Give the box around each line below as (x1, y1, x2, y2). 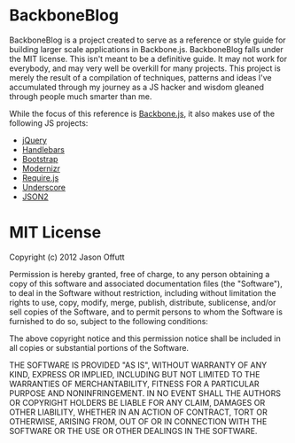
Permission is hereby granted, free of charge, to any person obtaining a (9, 268, 270, 279)
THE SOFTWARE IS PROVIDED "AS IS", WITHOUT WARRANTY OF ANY (9, 360, 268, 370)
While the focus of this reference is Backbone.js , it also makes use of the (9, 108, 276, 119)
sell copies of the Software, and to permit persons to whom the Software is (9, 307, 283, 317)
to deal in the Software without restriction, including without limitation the (9, 287, 276, 298)
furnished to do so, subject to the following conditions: (9, 315, 208, 326)
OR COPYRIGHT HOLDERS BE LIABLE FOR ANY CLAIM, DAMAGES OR (9, 397, 266, 408)
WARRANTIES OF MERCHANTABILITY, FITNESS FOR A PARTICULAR (9, 378, 260, 389)
